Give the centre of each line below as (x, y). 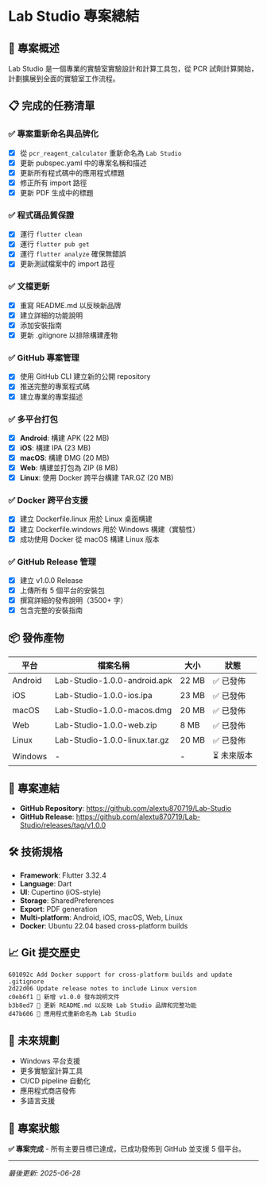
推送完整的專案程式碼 (54, 387)
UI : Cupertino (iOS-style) (60, 892)
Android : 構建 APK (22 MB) (64, 438)
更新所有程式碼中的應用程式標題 (72, 172)
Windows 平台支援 (50, 1061)
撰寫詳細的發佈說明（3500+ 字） (74, 600)
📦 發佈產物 (37, 637)
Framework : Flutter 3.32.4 (63, 875)
